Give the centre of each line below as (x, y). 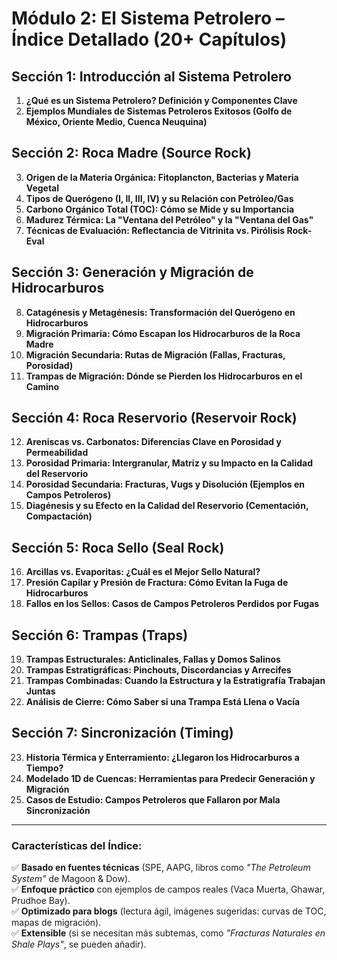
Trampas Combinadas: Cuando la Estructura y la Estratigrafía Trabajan (175, 681)
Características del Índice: (77, 845)
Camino (42, 386)
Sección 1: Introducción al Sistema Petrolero (151, 76)
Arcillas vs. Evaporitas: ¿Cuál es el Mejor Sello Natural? (143, 572)
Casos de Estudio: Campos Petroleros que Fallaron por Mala (153, 799)
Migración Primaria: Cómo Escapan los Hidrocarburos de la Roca (163, 333)
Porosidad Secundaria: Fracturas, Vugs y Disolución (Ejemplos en (165, 484)
